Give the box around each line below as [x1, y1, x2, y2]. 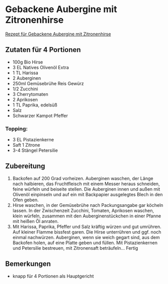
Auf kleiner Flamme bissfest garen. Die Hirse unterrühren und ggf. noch [12, 229, 161, 235]
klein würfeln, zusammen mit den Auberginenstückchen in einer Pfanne [12, 213, 161, 219]
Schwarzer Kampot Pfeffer [12, 112, 68, 119]
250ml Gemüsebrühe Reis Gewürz [12, 80, 84, 86]
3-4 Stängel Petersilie [12, 147, 58, 153]
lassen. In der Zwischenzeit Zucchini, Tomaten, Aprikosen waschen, [12, 207, 154, 213]
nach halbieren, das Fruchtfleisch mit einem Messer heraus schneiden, [12, 181, 160, 187]
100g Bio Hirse [12, 59, 43, 65]
